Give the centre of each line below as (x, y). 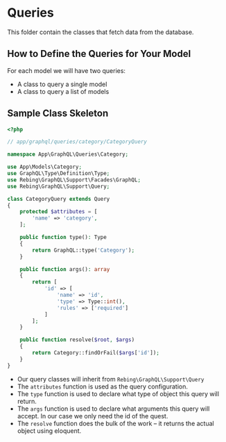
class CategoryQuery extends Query (59, 199)
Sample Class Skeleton (58, 114)
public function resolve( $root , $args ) (77, 340)
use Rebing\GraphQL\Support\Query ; (59, 186)
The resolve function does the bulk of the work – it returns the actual (115, 423)
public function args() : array (65, 269)
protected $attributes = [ (59, 212)
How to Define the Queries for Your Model (99, 54)
